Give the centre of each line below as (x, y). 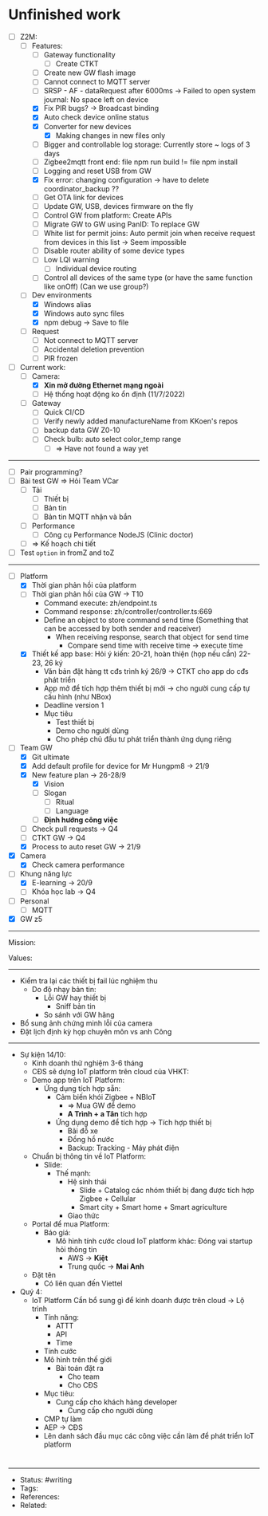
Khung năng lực (46, 874)
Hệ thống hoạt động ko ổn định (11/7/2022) (114, 394)
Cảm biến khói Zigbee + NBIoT (106, 1097)
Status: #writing (46, 1479)
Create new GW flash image (90, 73)
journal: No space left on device (96, 100)
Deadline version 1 (74, 705)
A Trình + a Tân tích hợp (107, 1113)
